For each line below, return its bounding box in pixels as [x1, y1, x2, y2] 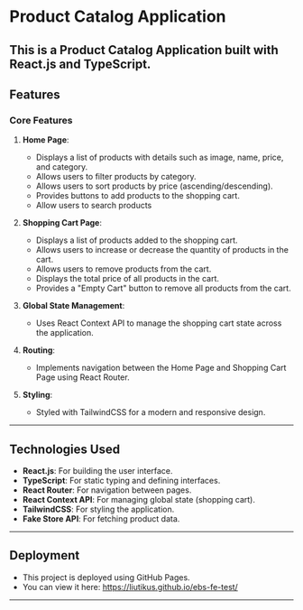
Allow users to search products [35, 200, 152, 211]
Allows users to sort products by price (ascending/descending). [35, 180, 273, 191]
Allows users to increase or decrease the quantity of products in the [35, 245, 289, 255]
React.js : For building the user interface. [22, 466, 173, 476]
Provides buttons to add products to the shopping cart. [35, 190, 241, 201]
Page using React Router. [35, 372, 130, 383]
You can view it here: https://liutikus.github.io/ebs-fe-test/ [22, 581, 239, 592]
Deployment [9, 548, 80, 563]
